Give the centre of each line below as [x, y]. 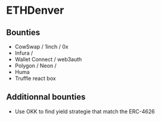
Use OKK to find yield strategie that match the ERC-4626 [85, 111]
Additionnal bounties [46, 97]
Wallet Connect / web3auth [48, 59]
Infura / [24, 53]
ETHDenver [35, 10]
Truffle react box [35, 78]
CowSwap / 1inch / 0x [41, 46]
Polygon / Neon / [35, 66]
